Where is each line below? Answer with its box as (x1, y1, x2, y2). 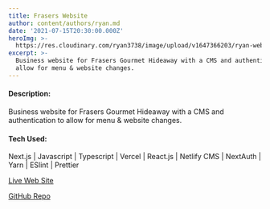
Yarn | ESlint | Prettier (8, 160, 80, 170)
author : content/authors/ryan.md (8, 19, 121, 27)
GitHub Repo (8, 191, 51, 201)
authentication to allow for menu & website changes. (8, 115, 182, 125)
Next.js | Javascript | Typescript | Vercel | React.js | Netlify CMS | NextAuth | (8, 152, 261, 162)
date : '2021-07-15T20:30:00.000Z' (8, 27, 125, 35)
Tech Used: (8, 133, 47, 143)
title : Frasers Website (8, 11, 88, 20)
